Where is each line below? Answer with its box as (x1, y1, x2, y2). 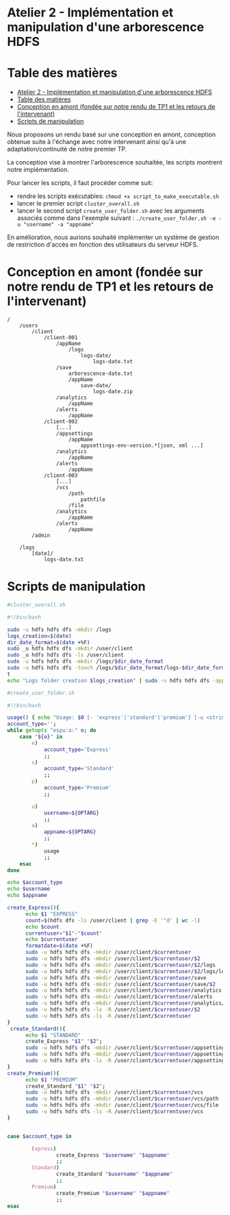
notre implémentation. (7, 166, 70, 174)
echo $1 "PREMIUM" (25, 1076, 78, 1083)
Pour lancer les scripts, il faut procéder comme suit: (7, 179, 153, 187)
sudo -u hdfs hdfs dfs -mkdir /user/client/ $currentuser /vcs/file (25, 1102, 219, 1109)
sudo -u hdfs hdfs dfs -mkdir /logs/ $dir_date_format (7, 658, 164, 665)
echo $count (25, 923, 60, 930)
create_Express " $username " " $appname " (55, 1151, 170, 1159)
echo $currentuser (25, 936, 78, 943)
